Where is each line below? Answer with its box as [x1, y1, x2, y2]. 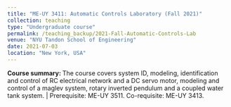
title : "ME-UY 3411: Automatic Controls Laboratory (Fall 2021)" [7, 10, 202, 18]
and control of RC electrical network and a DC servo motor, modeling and [7, 76, 220, 84]
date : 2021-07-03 [7, 43, 58, 50]
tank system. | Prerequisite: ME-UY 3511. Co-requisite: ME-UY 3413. [7, 91, 204, 99]
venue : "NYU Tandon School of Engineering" [7, 37, 137, 44]
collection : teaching [7, 17, 71, 24]
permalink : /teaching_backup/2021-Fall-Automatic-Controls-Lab [7, 30, 197, 37]
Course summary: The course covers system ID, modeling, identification [7, 68, 219, 77]
